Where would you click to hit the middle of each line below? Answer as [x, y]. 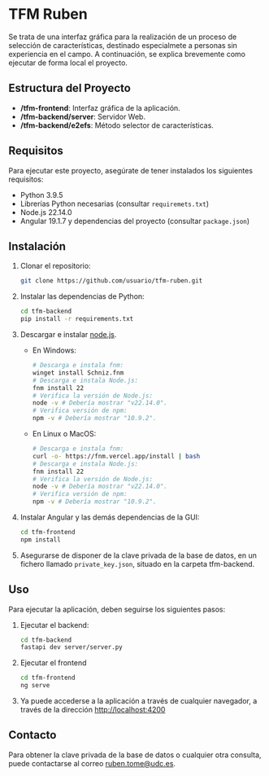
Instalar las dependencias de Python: [82, 296]
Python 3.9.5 [41, 195]
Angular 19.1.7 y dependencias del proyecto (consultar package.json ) [135, 221]
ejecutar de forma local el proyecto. [68, 63]
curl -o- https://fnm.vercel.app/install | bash [116, 456]
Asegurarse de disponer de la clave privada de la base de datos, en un [139, 555]
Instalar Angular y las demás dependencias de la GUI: [110, 517]
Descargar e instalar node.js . [68, 334]
